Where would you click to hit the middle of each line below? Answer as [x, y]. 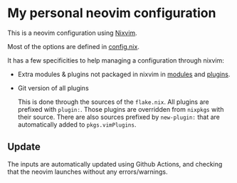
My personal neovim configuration [112, 13]
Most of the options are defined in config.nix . [74, 46]
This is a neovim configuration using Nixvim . [72, 33]
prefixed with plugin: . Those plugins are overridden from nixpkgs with [121, 109]
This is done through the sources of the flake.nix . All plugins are [113, 102]
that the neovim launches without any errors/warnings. [88, 172]
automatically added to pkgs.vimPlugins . [77, 124]
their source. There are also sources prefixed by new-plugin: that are [119, 117]
